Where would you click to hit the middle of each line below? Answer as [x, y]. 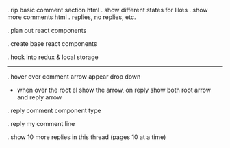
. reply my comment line [41, 124]
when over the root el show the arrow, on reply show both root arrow [114, 90]
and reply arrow [39, 97]
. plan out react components [47, 30]
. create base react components [52, 44]
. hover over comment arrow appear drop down [74, 77]
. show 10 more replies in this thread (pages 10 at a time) [87, 137]
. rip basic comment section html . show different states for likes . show [107, 10]
